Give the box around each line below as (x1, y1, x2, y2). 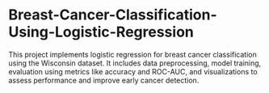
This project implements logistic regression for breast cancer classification (8, 49, 257, 59)
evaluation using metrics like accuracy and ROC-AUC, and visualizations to (8, 66, 258, 76)
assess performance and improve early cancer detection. (8, 75, 200, 85)
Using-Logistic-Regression (8, 23, 194, 41)
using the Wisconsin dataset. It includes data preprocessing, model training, (8, 58, 262, 68)
